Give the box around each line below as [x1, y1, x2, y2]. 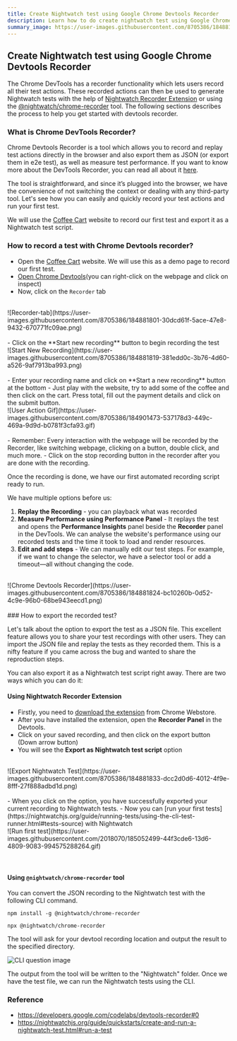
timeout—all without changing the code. [17, 559, 134, 568]
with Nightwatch [85, 819, 133, 827]
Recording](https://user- [42, 346, 113, 354]
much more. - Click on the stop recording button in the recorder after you [7, 450, 220, 460]
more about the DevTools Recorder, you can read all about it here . [7, 165, 199, 174]
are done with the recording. [7, 458, 90, 467]
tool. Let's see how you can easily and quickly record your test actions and [7, 194, 225, 203]
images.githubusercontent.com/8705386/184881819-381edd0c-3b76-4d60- [7, 353, 230, 361]
